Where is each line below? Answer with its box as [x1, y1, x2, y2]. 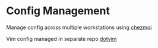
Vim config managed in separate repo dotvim [6, 35, 117, 42]
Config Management [6, 4, 110, 18]
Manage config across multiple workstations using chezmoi [6, 24, 152, 31]
